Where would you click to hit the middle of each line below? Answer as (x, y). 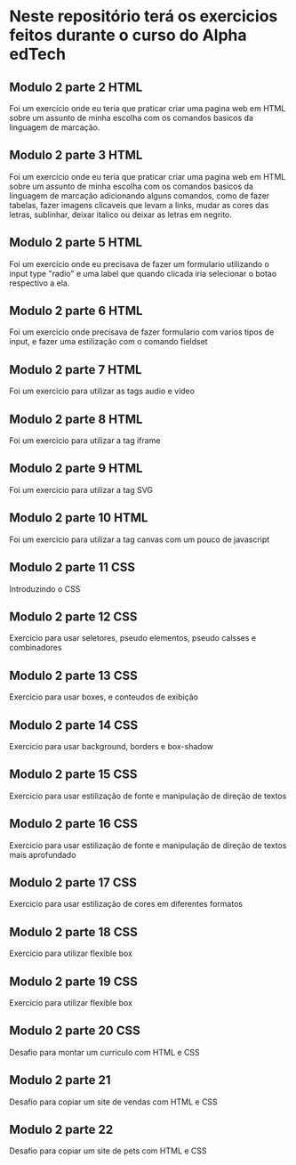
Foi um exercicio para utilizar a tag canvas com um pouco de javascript (140, 539)
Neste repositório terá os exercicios (144, 16)
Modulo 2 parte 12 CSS (73, 616)
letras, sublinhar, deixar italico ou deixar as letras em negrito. (121, 214)
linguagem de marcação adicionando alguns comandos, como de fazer (140, 195)
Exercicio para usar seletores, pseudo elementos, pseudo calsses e (132, 638)
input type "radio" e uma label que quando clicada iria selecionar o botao (143, 273)
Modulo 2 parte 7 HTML (76, 370)
